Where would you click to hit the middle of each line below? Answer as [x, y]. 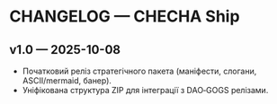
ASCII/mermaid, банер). [67, 81]
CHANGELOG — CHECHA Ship [125, 17]
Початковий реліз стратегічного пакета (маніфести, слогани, [139, 71]
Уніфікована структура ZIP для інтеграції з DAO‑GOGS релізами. [145, 90]
